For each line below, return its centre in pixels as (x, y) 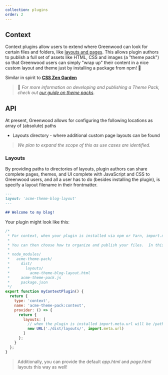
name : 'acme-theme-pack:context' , (50, 305)
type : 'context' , (32, 301)
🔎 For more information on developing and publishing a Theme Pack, (88, 87)
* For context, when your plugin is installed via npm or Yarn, (75, 235)
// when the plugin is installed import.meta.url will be (89, 324)
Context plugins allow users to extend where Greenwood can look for (77, 47)
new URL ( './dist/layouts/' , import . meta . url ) (75, 329)
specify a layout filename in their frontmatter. (51, 185)
